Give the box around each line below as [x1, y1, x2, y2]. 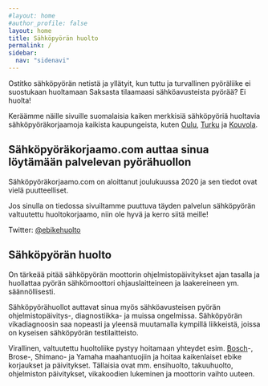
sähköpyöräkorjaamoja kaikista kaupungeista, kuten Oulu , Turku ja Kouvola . [8, 120, 258, 129]
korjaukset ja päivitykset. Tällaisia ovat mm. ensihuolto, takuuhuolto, [8, 360, 234, 370]
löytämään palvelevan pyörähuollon [8, 156, 192, 169]
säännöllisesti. [8, 286, 56, 296]
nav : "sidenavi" [15, 57, 70, 65]
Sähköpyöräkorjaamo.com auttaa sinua [8, 143, 209, 156]
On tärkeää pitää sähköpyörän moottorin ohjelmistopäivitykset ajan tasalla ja [8, 270, 261, 279]
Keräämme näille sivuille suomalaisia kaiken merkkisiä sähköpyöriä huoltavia [8, 111, 261, 120]
